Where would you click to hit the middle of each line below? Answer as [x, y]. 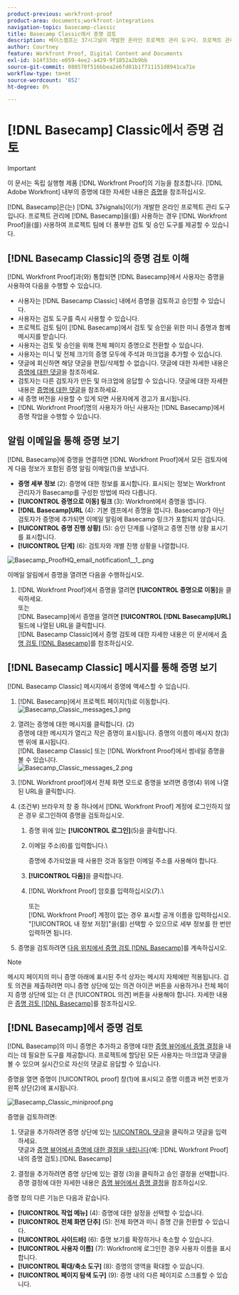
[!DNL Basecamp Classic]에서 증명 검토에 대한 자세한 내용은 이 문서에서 [118, 634]
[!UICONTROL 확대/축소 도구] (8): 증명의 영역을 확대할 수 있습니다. [111, 1267]
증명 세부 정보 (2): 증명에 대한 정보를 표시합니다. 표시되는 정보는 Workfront [121, 483]
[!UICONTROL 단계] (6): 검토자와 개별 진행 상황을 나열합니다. [103, 546]
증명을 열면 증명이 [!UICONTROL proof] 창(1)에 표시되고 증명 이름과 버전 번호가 [118, 1079]
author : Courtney [33, 47]
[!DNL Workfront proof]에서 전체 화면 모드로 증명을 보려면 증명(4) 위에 [116, 782]
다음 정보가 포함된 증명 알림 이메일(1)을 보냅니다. [82, 468]
